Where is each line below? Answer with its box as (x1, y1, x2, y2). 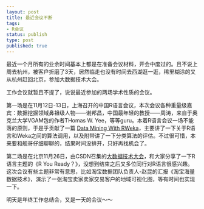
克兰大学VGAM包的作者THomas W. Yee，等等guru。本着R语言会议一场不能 (6, 116, 194, 124)
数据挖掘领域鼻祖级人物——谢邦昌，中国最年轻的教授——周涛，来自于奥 (16, 109, 198, 116)
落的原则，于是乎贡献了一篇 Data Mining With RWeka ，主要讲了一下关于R (6, 124, 190, 132)
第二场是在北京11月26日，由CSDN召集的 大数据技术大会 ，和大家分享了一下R (6, 152, 195, 160)
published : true (6, 43, 47, 49)
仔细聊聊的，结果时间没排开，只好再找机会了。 (32, 140, 150, 147)
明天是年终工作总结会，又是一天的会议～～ (6, 196, 113, 203)
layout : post (6, 9, 39, 15)
